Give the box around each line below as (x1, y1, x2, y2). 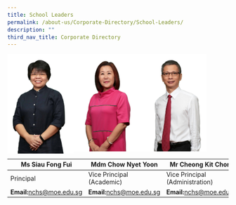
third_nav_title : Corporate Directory (7, 34, 121, 41)
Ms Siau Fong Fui (20, 160, 72, 168)
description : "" (7, 26, 55, 33)
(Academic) (88, 178, 123, 186)
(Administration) (166, 178, 214, 186)
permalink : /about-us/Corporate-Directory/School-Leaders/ (7, 18, 184, 26)
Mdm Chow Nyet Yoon (91, 160, 158, 168)
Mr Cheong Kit (169, 160, 214, 168)
